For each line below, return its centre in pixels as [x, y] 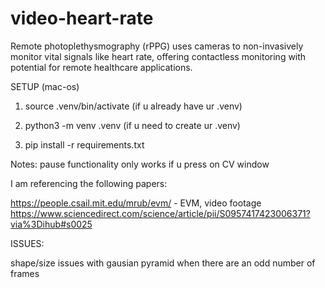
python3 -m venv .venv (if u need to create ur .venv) [132, 125]
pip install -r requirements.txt [84, 144]
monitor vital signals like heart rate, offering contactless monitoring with [158, 56]
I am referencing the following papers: [89, 183]
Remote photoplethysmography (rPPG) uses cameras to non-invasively [157, 46]
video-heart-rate [82, 18]
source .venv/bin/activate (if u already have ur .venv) [133, 106]
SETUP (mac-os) [45, 86]
